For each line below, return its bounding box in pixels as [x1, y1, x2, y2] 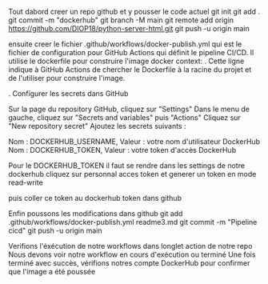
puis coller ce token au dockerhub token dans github [8, 194, 182, 202]
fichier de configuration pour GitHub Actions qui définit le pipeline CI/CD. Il [8, 48, 254, 57]
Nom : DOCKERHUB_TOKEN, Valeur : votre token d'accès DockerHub [8, 146, 237, 154]
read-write [8, 178, 44, 187]
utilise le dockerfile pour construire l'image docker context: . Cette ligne [8, 56, 245, 66]
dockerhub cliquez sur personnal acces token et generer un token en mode [8, 170, 257, 178]
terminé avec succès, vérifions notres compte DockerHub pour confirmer [8, 258, 250, 267]
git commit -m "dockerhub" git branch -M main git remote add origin [8, 15, 234, 25]
